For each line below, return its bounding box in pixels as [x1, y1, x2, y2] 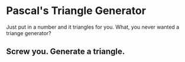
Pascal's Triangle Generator [6, 4, 147, 18]
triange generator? [6, 29, 51, 36]
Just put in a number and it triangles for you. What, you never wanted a [6, 23, 180, 30]
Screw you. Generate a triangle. [6, 47, 125, 57]
